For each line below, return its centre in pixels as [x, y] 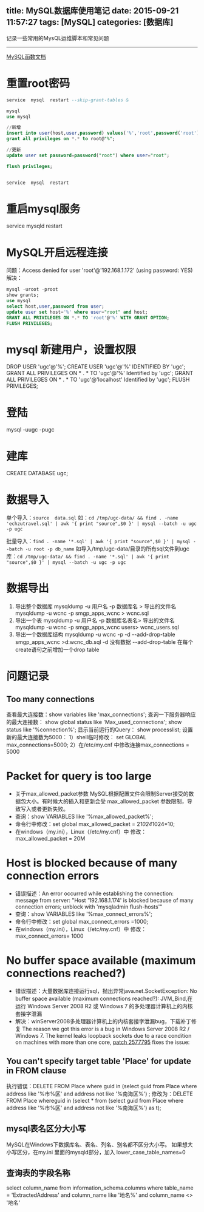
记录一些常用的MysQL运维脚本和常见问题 [58, 38]
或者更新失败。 [50, 809]
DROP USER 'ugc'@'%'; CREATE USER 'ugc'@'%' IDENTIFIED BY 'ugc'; [96, 367]
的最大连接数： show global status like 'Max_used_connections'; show [94, 722]
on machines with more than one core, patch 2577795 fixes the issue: [102, 1042]
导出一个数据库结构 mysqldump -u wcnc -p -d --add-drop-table [95, 635]
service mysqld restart [34, 226]
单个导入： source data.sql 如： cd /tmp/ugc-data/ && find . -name [92, 518]
